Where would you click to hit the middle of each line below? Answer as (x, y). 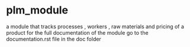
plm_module (37, 10)
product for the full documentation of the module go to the (78, 32)
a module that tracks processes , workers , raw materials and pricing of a (95, 26)
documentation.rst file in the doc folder (54, 39)
